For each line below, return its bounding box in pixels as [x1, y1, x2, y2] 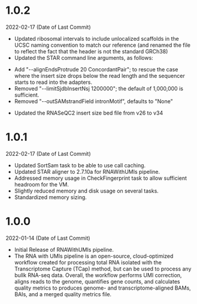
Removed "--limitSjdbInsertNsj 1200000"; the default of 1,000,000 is [14, 85, 184, 92]
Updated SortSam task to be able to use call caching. [14, 161, 146, 168]
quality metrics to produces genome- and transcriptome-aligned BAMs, [14, 284, 191, 291]
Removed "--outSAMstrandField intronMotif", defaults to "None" [14, 97, 173, 105]
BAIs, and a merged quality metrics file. [14, 290, 112, 297]
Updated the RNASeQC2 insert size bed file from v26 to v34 [14, 109, 163, 116]
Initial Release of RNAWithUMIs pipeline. [14, 246, 114, 253]
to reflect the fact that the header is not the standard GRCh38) [14, 47, 168, 55]
